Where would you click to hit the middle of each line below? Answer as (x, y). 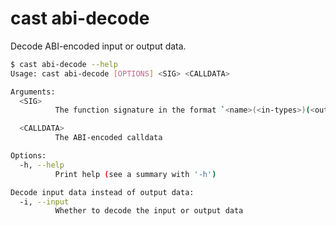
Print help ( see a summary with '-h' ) (135, 174)
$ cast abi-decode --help (64, 64)
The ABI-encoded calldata (108, 138)
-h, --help (42, 165)
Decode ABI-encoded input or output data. (98, 46)
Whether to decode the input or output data (149, 211)
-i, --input (44, 202)
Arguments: (33, 92)
